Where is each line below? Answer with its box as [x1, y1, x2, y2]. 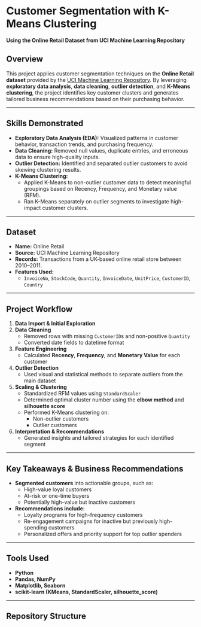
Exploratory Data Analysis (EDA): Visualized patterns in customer [14, 134, 178, 141]
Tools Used [6, 553, 49, 564]
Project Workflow [6, 304, 73, 314]
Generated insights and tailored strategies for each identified [23, 434, 174, 442]
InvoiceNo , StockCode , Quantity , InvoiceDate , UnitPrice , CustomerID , [23, 275, 191, 282]
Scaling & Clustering [14, 383, 67, 391]
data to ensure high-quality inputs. [14, 153, 100, 160]
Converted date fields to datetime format [23, 339, 124, 346]
